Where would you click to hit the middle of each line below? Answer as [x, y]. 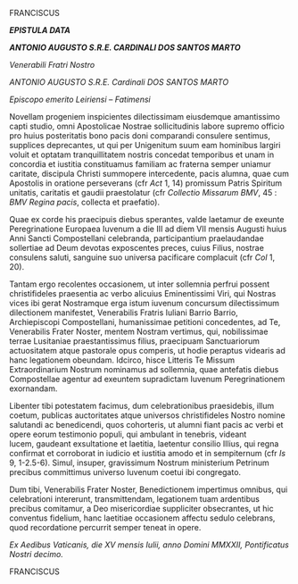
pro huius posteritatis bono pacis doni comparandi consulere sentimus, [140, 136]
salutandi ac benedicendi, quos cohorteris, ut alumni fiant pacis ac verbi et [146, 425]
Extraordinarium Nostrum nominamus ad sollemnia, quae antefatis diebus [144, 369]
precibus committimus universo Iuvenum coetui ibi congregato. [125, 472]
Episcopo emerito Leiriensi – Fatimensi [80, 99]
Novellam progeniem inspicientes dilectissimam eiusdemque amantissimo [145, 117]
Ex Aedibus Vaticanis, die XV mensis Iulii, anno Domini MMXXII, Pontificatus [149, 545]
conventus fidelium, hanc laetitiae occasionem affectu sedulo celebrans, [142, 518]
